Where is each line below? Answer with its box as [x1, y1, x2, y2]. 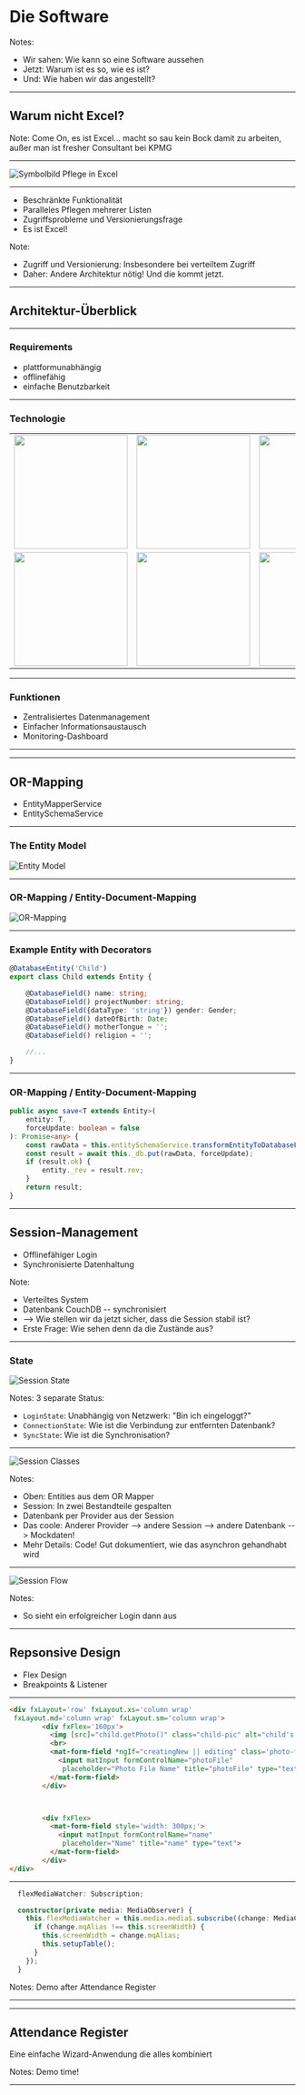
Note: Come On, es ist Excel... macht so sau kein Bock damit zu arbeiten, [9, 132, 281, 143]
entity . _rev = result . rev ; [42, 1166, 144, 1175]
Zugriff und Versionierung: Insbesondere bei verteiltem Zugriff [22, 258, 256, 269]
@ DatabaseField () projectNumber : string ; [25, 997, 184, 1006]
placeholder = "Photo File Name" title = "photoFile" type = [62, 1764, 279, 1773]
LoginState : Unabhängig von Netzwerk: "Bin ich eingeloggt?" [22, 1410, 251, 1421]
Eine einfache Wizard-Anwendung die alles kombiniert [9, 2049, 212, 2060]
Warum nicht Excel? [9, 108, 125, 124]
